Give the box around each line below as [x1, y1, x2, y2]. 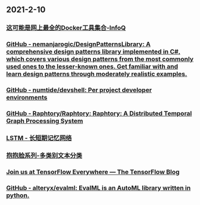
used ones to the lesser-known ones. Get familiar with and [6, 63, 179, 71]
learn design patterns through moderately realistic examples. [6, 70, 187, 78]
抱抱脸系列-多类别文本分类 [6, 151, 82, 160]
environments [6, 94, 48, 102]
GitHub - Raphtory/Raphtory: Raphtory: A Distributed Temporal [6, 110, 192, 118]
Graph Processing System [6, 117, 83, 125]
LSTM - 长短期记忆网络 [6, 134, 72, 142]
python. [6, 191, 30, 199]
